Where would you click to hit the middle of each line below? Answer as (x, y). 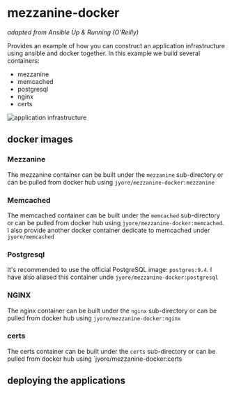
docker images (40, 140)
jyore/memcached (31, 237)
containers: (23, 60)
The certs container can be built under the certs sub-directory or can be (111, 351)
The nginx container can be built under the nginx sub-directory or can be (112, 310)
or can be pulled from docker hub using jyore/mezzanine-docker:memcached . (116, 222)
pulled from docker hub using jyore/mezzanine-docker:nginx (94, 318)
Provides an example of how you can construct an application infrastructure (116, 45)
